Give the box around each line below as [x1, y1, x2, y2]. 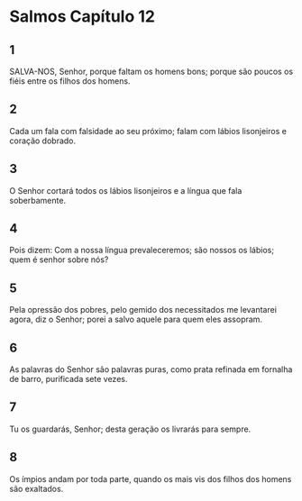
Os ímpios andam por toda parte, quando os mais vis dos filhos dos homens [9, 473, 292, 484]
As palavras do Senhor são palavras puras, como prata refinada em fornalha [9, 364, 293, 375]
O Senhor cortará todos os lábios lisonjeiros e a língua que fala [9, 185, 243, 196]
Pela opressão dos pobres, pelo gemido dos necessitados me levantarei [9, 305, 278, 315]
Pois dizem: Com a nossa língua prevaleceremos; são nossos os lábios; [9, 245, 275, 256]
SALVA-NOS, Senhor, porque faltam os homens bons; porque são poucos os [9, 66, 294, 77]
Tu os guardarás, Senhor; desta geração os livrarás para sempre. [9, 424, 252, 434]
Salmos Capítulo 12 [9, 6, 156, 27]
